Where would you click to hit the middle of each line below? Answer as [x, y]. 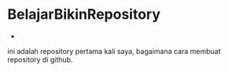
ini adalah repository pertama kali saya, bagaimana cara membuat [114, 51]
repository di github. [40, 59]
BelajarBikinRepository [84, 14]
